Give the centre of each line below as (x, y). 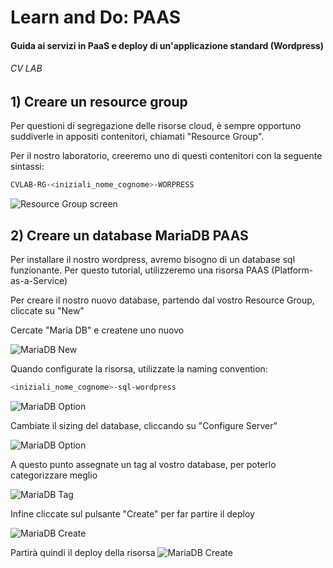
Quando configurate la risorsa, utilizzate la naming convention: (139, 369)
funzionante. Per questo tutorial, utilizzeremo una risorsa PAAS (140, 270)
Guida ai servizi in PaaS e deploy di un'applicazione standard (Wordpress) (167, 45)
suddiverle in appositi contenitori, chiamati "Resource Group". (137, 137)
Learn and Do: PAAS (96, 17)
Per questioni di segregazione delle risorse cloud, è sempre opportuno (156, 126)
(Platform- (292, 270)
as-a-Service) (39, 281)
